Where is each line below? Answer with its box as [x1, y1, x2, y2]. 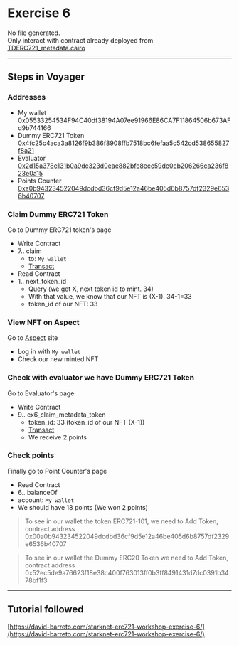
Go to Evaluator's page [7, 389, 75, 398]
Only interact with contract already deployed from [7, 36, 154, 44]
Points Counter [17, 176, 62, 185]
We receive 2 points [28, 432, 87, 442]
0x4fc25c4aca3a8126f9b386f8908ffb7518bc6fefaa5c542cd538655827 [17, 139, 230, 147]
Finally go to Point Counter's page [7, 467, 107, 475]
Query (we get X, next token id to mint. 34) [28, 284, 154, 293]
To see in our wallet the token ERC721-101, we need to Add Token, [24, 517, 219, 526]
